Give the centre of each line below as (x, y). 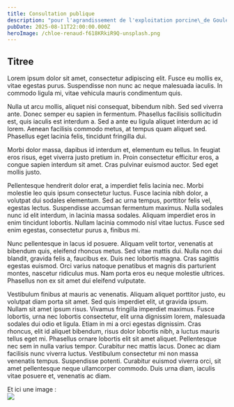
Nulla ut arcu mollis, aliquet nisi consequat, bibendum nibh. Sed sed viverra (115, 107)
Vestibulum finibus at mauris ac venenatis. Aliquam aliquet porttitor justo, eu (116, 295)
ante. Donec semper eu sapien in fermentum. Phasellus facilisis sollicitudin (114, 114)
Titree (21, 61)
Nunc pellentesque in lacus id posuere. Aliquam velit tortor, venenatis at (110, 244)
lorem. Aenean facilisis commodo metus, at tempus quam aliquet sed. (107, 129)
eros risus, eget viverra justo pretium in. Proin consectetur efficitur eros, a (113, 157)
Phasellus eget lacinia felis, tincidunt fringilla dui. (77, 136)
